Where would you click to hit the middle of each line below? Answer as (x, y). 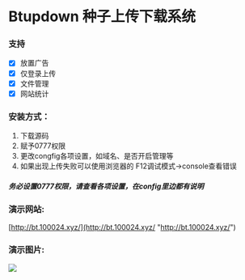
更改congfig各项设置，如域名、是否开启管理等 (97, 156)
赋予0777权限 (43, 146)
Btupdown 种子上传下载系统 (102, 17)
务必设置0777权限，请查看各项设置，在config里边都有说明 (106, 186)
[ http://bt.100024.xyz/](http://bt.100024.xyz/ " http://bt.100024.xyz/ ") (122, 227)
